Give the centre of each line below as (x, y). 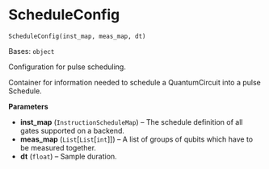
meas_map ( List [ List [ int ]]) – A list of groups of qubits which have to (137, 139)
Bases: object (32, 51)
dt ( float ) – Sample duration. (68, 156)
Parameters (28, 106)
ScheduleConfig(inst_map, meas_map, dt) (78, 36)
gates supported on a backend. (72, 130)
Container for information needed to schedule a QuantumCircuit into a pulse (134, 82)
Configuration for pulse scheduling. (67, 67)
